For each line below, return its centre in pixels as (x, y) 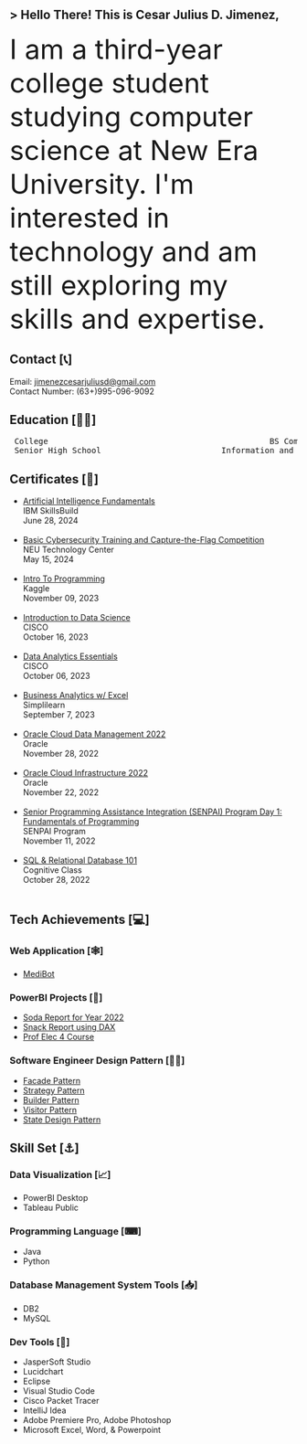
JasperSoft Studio (57, 1362)
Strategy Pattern (53, 1090)
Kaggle (36, 589)
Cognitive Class (52, 870)
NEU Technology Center (68, 550)
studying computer (132, 116)
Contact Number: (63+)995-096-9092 (82, 391)
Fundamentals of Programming (81, 822)
